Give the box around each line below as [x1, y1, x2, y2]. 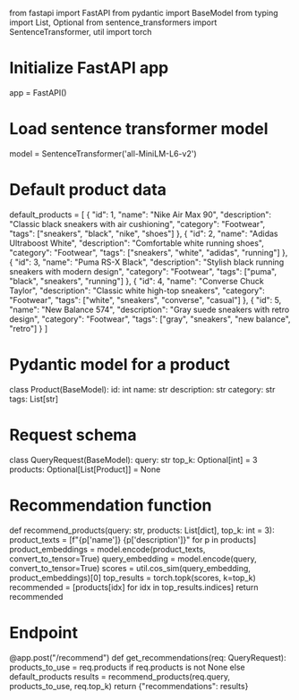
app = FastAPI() [9, 87, 67, 97]
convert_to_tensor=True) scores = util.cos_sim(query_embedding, [9, 562, 251, 573]
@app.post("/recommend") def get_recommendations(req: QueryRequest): [9, 652, 286, 662]
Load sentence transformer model [9, 119, 269, 139]
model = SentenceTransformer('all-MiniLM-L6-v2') [9, 148, 197, 159]
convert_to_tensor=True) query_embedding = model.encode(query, [9, 553, 257, 564]
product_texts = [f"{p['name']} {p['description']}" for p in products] [9, 534, 257, 544]
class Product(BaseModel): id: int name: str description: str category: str [9, 384, 276, 394]
